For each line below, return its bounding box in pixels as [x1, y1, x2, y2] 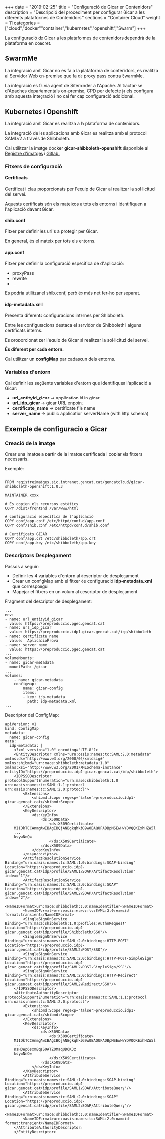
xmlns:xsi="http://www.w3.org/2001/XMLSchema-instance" [5, 765, 123, 770]
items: [23, 690, 37, 695]
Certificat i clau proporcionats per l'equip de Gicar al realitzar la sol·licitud [5, 186, 155, 192]
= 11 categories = [5, 20, 40, 26]
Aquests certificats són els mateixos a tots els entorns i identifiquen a [5, 201, 147, 207]
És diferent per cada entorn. [5, 346, 64, 352]
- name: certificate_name [5, 634, 58, 639]
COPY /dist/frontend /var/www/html [5, 506, 79, 511]
